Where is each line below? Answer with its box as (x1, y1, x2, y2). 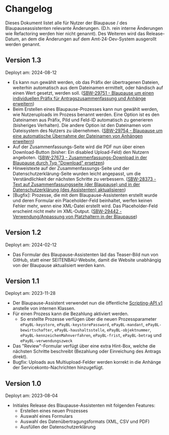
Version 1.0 (5, 379, 41, 387)
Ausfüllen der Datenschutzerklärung (20, 424, 96, 430)
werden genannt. (5, 41, 41, 47)
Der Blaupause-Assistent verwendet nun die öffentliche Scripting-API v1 (12, 300, 163, 306)
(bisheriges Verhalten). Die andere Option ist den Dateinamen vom (12, 122, 151, 128)
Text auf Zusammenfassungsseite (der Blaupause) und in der (12, 181, 140, 187)
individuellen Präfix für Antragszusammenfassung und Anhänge (12, 95, 146, 101)
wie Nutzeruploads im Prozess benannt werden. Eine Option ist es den (12, 111, 159, 117)
